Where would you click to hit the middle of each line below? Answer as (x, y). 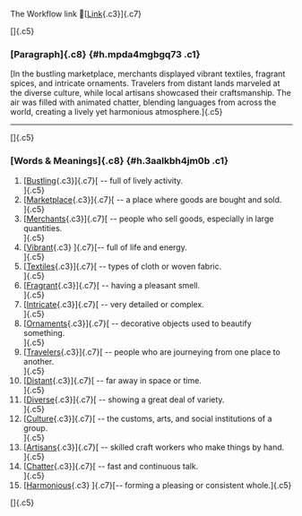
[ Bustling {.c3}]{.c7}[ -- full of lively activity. (103, 180)
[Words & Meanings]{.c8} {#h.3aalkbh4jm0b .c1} (120, 161)
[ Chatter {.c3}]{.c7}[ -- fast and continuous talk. (111, 466)
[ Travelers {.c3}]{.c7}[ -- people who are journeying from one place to (151, 352)
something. (44, 332)
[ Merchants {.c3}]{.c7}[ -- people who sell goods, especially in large (148, 219)
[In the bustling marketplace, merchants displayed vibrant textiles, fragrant (148, 74)
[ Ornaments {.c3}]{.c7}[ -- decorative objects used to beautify (137, 323)
